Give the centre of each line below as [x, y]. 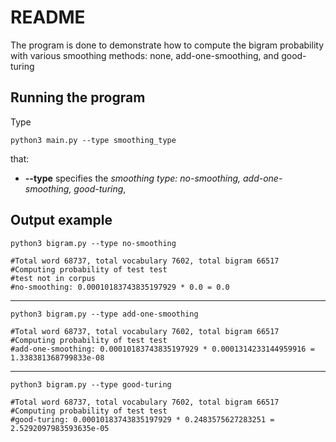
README [48, 17]
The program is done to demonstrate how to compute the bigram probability [167, 45]
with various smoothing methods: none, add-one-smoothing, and [145, 55]
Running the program [78, 97]
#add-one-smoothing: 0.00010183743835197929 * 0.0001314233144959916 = [162, 349]
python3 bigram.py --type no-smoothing [93, 243]
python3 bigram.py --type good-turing [91, 384]
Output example [61, 220]
